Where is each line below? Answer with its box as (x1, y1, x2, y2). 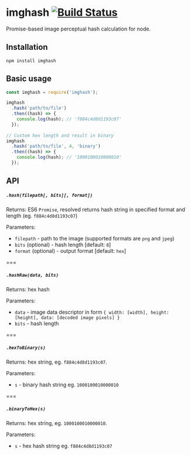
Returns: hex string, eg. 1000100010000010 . (6, 420, 107, 427)
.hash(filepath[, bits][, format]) (6, 192, 93, 198)
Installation (6, 42, 48, 52)
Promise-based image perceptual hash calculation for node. (6, 25, 151, 32)
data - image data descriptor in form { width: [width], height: (14, 308, 169, 316)
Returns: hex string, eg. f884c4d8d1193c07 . (6, 358, 107, 366)
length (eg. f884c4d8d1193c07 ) (6, 212, 78, 219)
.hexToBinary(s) (6, 345, 46, 351)
